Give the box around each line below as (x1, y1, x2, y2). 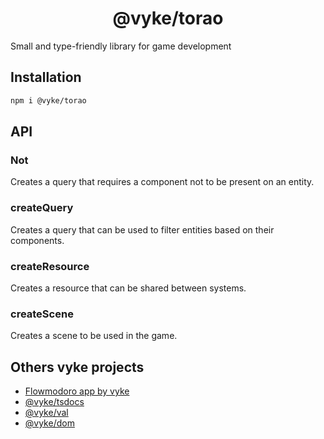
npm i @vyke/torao (10, 95, 87, 106)
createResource (10, 259, 90, 273)
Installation (10, 69, 82, 86)
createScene (10, 307, 74, 321)
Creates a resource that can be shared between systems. (10, 282, 247, 294)
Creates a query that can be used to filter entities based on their (10, 223, 275, 236)
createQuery (10, 201, 74, 215)
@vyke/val (24, 407, 69, 419)
